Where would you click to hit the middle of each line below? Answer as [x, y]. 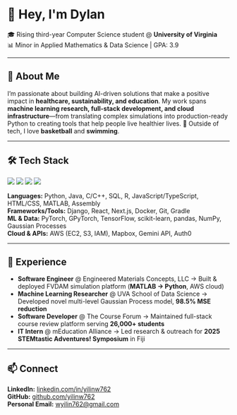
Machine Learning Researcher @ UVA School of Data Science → [113, 294]
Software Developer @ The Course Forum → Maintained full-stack [115, 316]
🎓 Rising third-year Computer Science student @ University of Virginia [112, 34]
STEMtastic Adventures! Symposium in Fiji [81, 339]
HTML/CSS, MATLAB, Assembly [54, 203]
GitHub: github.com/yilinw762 [51, 397]
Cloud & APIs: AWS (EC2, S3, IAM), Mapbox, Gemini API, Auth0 [99, 233]
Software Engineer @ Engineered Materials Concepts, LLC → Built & [117, 279]
